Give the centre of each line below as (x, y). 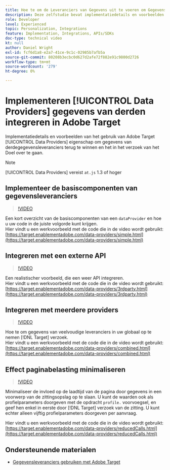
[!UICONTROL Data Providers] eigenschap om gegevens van (69, 142)
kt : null (14, 43)
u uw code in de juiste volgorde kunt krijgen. (51, 223)
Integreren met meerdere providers (62, 310)
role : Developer (22, 19)
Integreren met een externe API (56, 256)
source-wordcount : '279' (31, 66)
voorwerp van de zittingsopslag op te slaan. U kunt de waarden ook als (79, 397)
